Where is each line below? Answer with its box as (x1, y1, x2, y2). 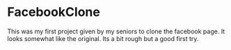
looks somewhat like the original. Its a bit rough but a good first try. (7, 34, 199, 42)
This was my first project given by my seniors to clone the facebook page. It (7, 27, 225, 35)
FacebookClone (7, 4, 101, 20)
